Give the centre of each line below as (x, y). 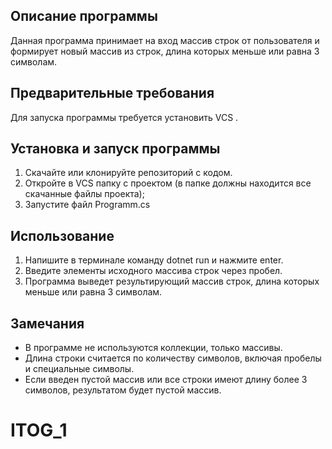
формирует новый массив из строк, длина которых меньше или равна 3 (165, 51)
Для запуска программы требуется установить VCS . (124, 117)
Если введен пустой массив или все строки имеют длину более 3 (166, 380)
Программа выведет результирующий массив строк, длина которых (172, 281)
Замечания (47, 323)
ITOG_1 (39, 430)
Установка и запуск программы (115, 149)
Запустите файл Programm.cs (87, 205)
